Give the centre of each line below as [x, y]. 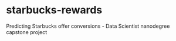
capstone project [27, 32]
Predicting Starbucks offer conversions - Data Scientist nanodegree [88, 26]
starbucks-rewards [54, 10]
